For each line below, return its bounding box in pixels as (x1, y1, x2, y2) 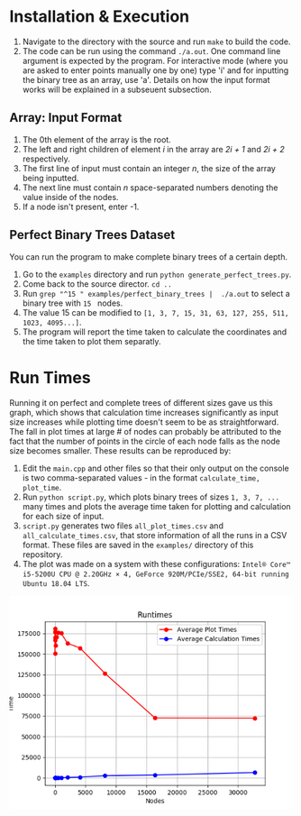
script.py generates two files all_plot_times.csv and (22, 520, 223, 531)
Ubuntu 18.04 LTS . (22, 577, 90, 588)
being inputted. (22, 172, 79, 183)
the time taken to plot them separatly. (22, 335, 161, 346)
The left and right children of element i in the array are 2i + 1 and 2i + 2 (22, 143, 286, 154)
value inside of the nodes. (22, 191, 119, 202)
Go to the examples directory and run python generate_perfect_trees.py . (22, 269, 292, 280)
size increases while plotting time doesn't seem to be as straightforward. (9, 417, 279, 427)
